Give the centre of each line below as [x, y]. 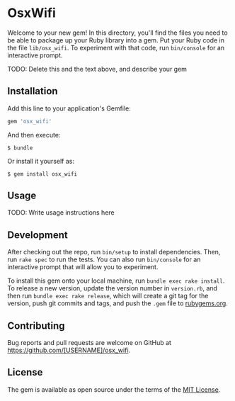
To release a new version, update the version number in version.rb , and [113, 288]
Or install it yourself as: [41, 161]
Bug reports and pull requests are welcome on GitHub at [90, 343]
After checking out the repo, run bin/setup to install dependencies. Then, [114, 252]
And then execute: [34, 135]
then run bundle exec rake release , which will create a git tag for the [108, 296]
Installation [33, 91]
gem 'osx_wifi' [30, 121]
